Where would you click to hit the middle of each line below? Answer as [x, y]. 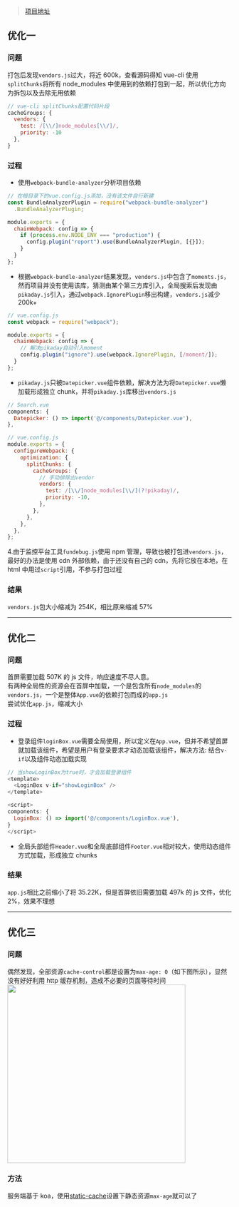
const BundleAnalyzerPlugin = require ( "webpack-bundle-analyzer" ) [108, 203]
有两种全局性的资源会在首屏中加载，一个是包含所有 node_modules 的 [104, 686]
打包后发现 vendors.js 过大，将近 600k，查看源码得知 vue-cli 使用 [103, 75]
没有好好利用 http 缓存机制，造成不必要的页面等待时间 [86, 980]
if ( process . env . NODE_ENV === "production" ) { [90, 235]
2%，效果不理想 [31, 901]
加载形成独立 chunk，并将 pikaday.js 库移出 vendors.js [97, 391]
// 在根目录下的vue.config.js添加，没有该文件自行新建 [81, 196]
